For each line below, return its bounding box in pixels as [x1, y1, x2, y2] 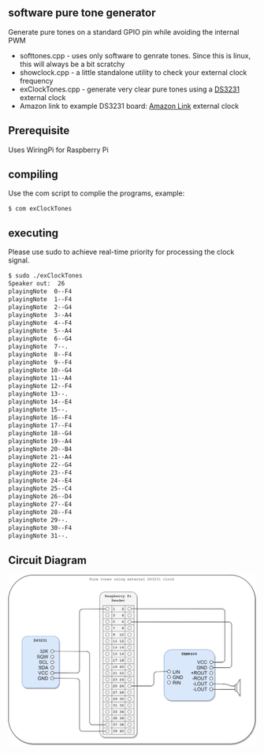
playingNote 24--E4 [8, 477, 73, 485]
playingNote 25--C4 [8, 485, 73, 493]
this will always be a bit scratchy [19, 59, 125, 69]
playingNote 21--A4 [8, 453, 73, 461]
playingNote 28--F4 [8, 509, 73, 516]
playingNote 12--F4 [8, 382, 73, 390]
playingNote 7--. [8, 343, 69, 351]
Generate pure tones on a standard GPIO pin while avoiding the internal [8, 27, 240, 36]
